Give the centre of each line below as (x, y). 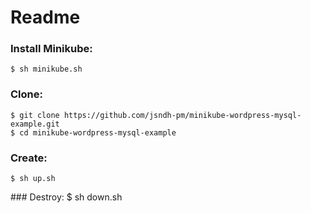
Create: (29, 158)
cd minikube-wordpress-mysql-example (98, 132)
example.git (35, 124)
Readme (45, 17)
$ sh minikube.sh (46, 69)
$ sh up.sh (33, 179)
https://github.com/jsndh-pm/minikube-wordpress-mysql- (182, 115)
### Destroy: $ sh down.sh (66, 197)
